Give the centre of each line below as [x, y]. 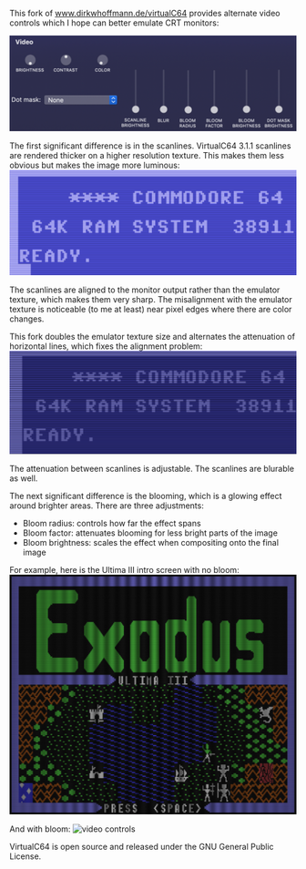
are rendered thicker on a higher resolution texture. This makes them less [147, 156]
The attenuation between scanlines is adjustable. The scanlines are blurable [152, 469]
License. [25, 856]
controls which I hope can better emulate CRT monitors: [114, 23]
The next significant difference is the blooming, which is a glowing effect [146, 496]
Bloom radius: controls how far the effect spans [112, 524]
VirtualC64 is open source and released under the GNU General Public [142, 846]
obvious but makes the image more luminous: [95, 165]
